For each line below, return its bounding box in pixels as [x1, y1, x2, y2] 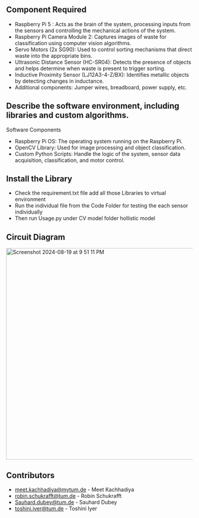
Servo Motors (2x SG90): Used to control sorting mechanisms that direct [14, 46, 192, 53]
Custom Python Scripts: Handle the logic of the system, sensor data [14, 150, 181, 157]
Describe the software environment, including [6, 101, 179, 111]
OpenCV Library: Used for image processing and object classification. [14, 144, 186, 151]
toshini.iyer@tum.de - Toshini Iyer [14, 505, 98, 512]
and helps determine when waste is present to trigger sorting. [14, 65, 166, 72]
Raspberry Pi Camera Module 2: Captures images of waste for [14, 33, 167, 40]
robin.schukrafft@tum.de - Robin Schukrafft [14, 492, 122, 500]
